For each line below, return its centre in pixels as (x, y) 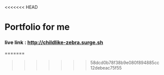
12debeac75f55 (106, 68)
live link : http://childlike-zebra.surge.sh (54, 42)
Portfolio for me (37, 27)
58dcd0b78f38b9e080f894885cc (125, 63)
